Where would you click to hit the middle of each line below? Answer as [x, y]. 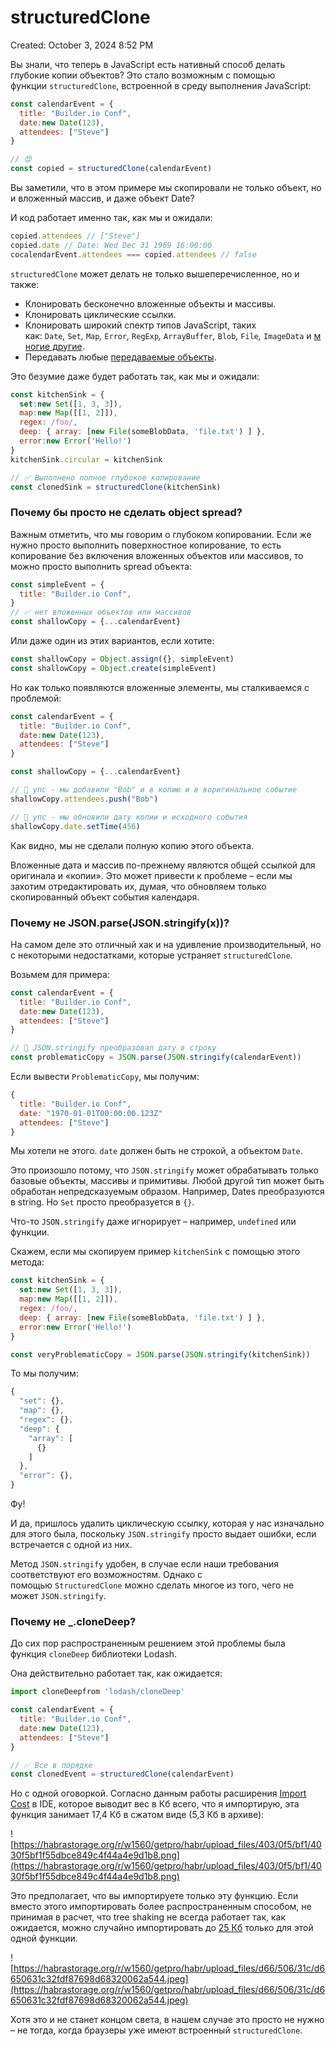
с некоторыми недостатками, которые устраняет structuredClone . [151, 955]
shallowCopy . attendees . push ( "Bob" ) [84, 799]
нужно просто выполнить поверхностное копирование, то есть [146, 545]
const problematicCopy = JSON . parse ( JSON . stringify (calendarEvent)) [156, 1057]
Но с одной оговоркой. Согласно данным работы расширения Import [158, 1793]
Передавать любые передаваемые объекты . [120, 357]
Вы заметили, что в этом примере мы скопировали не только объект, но [166, 188]
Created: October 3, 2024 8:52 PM [82, 45]
